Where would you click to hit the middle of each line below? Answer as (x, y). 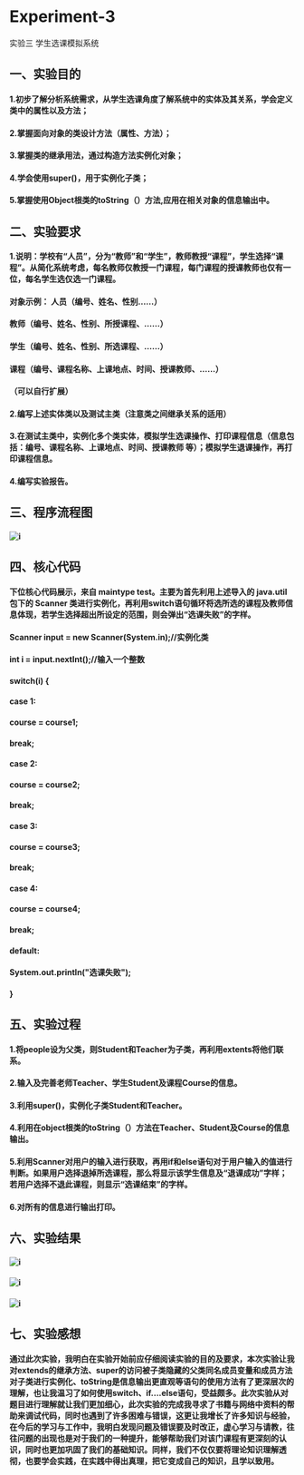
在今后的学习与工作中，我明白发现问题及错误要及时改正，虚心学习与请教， (148, 1427)
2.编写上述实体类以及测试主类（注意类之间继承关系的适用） (120, 414)
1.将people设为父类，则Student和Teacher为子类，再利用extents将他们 (142, 1049)
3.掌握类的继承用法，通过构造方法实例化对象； (96, 155)
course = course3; (45, 846)
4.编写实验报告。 (41, 482)
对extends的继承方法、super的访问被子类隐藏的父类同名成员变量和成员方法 (151, 1370)
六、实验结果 (45, 1239)
